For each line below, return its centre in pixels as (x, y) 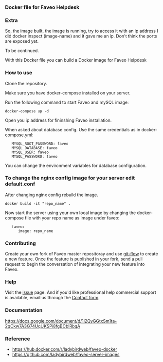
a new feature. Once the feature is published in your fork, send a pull (74, 259)
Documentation (24, 310)
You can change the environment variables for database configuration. (76, 165)
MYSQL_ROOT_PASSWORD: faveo (40, 144)
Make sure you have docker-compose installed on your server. (68, 93)
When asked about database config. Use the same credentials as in (73, 129)
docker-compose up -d (27, 111)
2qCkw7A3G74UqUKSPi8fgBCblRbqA (43, 326)
